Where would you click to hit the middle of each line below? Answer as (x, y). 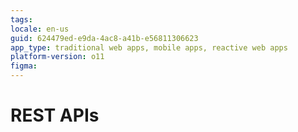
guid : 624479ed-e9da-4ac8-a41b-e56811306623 (104, 38)
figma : (24, 66)
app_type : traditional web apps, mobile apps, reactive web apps (149, 47)
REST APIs (55, 115)
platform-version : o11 (57, 57)
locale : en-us (40, 29)
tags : (21, 19)
